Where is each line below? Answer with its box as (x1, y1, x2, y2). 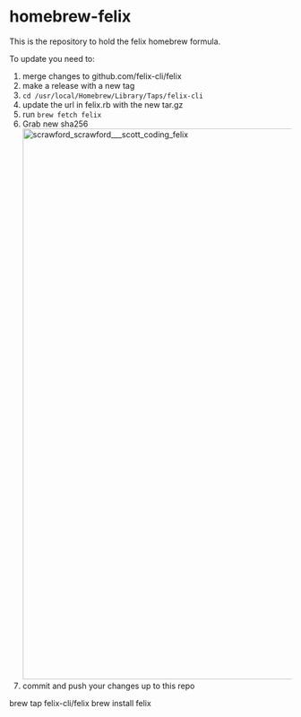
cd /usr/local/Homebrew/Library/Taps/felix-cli (21, 92, 203, 101)
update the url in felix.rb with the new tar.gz (21, 99, 184, 109)
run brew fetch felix (21, 109, 102, 119)
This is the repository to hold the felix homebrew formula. (9, 36, 221, 47)
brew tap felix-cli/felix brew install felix (9, 697, 152, 708)
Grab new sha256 (21, 118, 89, 129)
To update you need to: (9, 53, 96, 64)
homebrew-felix (9, 6, 132, 27)
